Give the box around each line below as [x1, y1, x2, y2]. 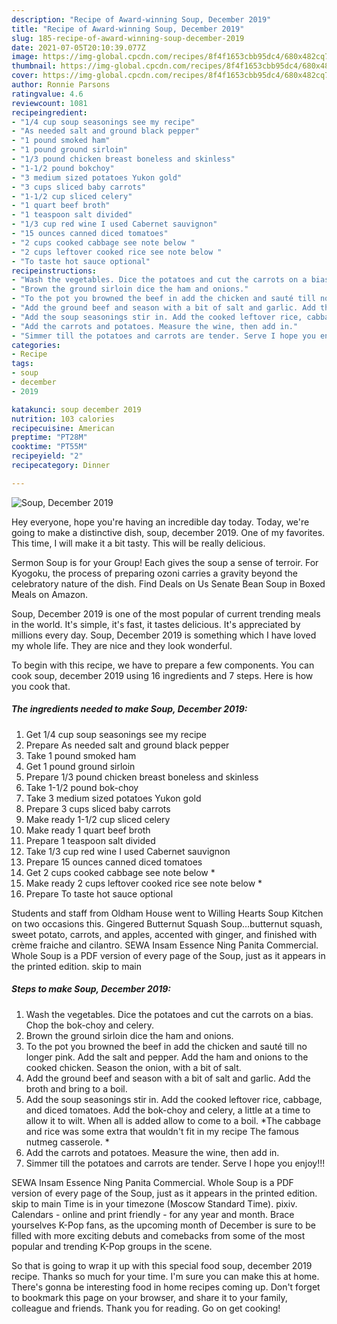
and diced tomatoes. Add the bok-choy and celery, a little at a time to [25, 1104, 311, 1116]
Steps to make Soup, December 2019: [11, 983, 171, 995]
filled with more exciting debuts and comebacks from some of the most [11, 1229, 306, 1241]
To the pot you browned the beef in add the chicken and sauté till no [25, 1040, 308, 1052]
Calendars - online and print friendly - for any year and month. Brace [11, 1208, 295, 1220]
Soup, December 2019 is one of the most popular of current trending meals [11, 607, 321, 620]
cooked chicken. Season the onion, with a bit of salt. [25, 1061, 242, 1073]
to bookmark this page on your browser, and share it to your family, [11, 1291, 288, 1303]
